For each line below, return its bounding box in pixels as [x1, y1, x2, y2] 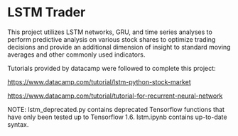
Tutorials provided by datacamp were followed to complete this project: [7, 64, 216, 72]
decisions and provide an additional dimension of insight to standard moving [7, 42, 231, 51]
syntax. [7, 120, 29, 128]
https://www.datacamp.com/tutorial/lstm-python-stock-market [7, 77, 192, 86]
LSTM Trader [7, 4, 86, 21]
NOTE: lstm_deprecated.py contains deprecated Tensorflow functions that [7, 105, 225, 113]
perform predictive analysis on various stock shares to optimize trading [7, 35, 216, 43]
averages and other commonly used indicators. [7, 50, 146, 59]
